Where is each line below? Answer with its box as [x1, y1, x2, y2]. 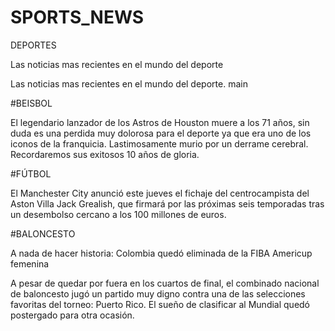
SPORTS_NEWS [10, 6, 145, 29]
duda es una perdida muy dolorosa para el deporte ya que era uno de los [10, 127, 312, 139]
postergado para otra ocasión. [10, 309, 135, 321]
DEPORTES [10, 39, 57, 51]
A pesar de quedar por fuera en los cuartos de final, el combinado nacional [10, 277, 320, 289]
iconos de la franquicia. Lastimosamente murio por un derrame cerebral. [10, 137, 309, 150]
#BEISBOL [10, 97, 53, 109]
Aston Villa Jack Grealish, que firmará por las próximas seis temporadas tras [10, 197, 325, 210]
